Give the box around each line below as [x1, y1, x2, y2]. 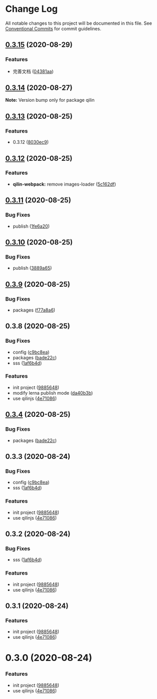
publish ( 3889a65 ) [12, 265, 52, 271]
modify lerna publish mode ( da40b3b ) [12, 390, 93, 396]
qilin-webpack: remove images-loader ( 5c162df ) [12, 181, 117, 187]
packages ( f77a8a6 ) [12, 307, 55, 313]
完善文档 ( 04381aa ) [12, 68, 54, 75]
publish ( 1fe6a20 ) [12, 223, 50, 229]
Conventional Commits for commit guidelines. [5, 25, 101, 31]
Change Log [5, 3, 58, 15]
